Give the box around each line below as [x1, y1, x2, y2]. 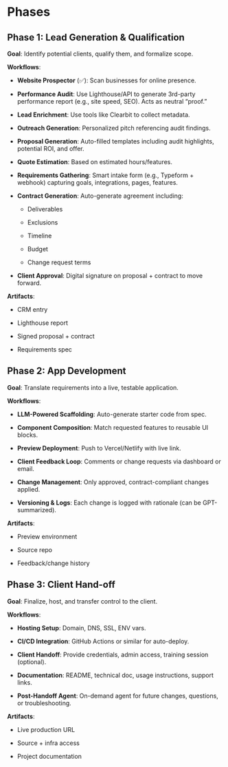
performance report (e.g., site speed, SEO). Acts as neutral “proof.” [16, 98, 207, 105]
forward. [16, 279, 42, 287]
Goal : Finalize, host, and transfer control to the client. [7, 597, 158, 605]
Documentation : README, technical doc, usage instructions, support [16, 671, 214, 679]
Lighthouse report [16, 319, 69, 327]
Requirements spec [16, 345, 72, 354]
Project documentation [16, 752, 82, 760]
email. [16, 464, 34, 472]
